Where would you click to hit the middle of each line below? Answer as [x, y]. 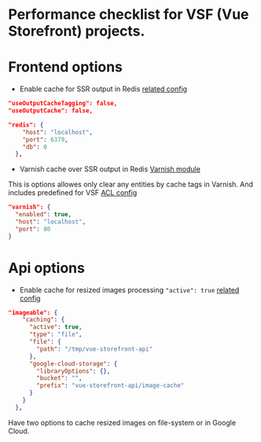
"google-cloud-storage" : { [73, 363]
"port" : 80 [33, 229]
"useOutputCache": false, [50, 111]
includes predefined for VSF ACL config [73, 193]
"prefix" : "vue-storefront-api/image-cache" [110, 386]
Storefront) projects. [77, 31]
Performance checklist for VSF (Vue [129, 15]
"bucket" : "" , [59, 378]
